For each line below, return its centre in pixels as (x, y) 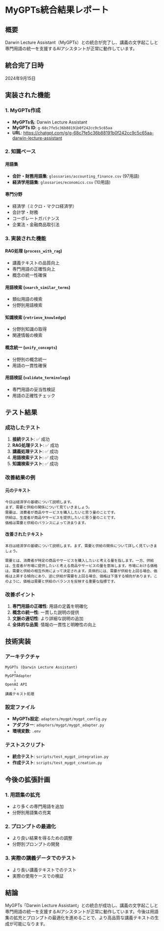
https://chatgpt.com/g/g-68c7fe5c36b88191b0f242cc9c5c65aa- (89, 132)
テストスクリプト (25, 745)
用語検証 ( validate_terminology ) (38, 378)
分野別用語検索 (27, 305)
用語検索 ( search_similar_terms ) (38, 287)
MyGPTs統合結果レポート (57, 10)
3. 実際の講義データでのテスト (41, 858)
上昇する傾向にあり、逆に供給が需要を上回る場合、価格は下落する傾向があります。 (83, 576)
